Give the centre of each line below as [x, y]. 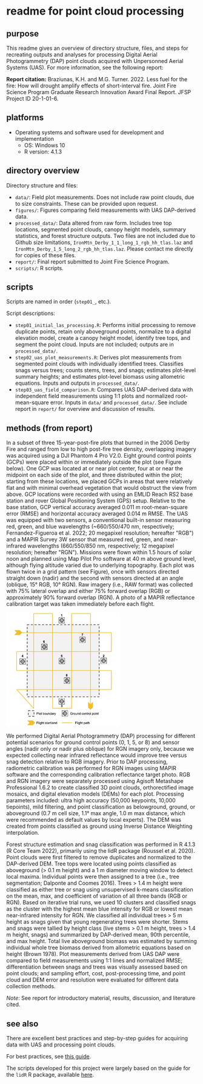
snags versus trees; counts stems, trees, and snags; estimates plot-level [105, 370]
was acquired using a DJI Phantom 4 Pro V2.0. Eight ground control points [99, 456]
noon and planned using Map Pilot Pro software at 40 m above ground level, [101, 559]
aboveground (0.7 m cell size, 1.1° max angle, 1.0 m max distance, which [96, 813]
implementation [35, 138]
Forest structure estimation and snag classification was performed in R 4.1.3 [101, 844]
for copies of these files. [45, 255]
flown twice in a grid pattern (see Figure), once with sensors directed [93, 572]
